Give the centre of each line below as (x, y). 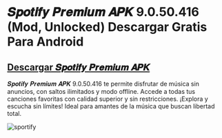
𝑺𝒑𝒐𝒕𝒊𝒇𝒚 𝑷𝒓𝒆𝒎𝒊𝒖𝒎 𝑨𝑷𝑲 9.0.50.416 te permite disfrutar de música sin (103, 84)
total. (14, 114)
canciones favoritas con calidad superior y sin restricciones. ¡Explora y (108, 99)
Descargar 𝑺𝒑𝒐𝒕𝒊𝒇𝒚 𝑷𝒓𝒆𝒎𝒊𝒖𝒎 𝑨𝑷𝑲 (79, 67)
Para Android (46, 42)
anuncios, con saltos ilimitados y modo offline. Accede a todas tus (101, 91)
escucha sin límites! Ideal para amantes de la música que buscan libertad (111, 106)
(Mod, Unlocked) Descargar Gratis (107, 27)
